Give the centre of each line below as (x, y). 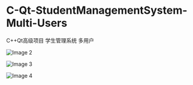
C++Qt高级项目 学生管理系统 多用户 (50, 40)
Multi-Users (37, 23)
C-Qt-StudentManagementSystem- (97, 10)
